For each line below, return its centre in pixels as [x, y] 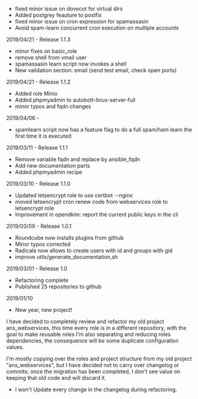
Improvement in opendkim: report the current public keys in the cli [97, 215]
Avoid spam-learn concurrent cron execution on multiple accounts [97, 28]
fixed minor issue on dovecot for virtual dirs [69, 9]
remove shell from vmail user [51, 57]
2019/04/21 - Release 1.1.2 [38, 82]
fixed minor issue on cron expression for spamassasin [82, 21]
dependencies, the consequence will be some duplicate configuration [92, 341]
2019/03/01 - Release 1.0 [37, 269]
